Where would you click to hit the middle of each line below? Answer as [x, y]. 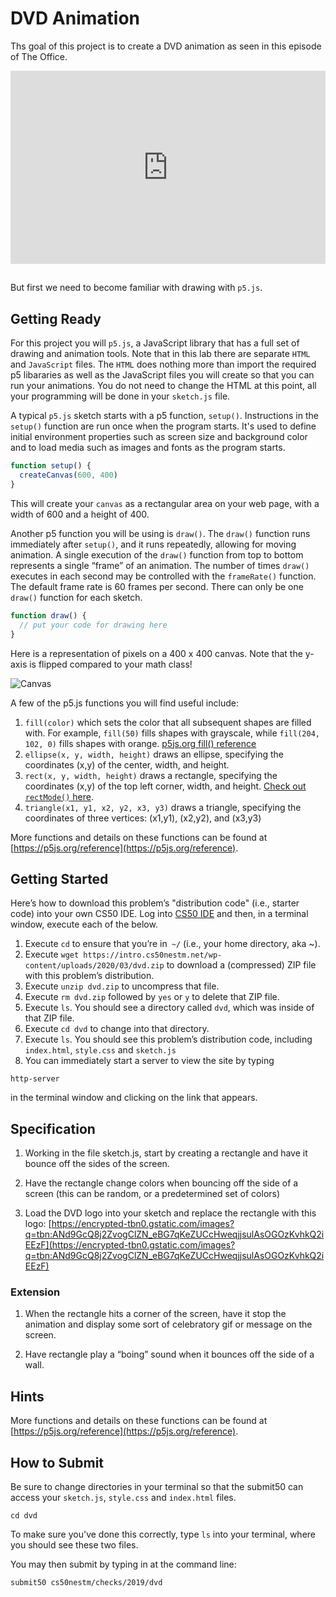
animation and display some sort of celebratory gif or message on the [168, 1324]
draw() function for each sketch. [76, 597]
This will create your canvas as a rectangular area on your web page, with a [165, 503]
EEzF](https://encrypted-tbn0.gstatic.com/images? [130, 1245]
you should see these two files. [74, 1545]
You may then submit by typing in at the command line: [123, 1564]
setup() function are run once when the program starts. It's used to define [163, 426]
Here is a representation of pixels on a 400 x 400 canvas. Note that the [156, 653]
